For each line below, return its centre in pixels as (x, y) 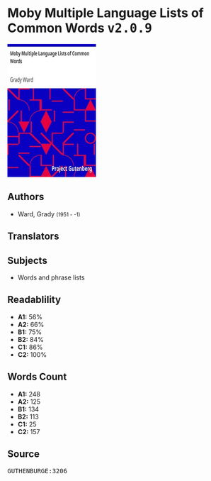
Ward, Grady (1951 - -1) (49, 214)
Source (24, 454)
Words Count (37, 377)
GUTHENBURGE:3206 (37, 471)
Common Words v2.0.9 (80, 28)
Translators (33, 237)
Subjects (27, 260)
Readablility (34, 300)
